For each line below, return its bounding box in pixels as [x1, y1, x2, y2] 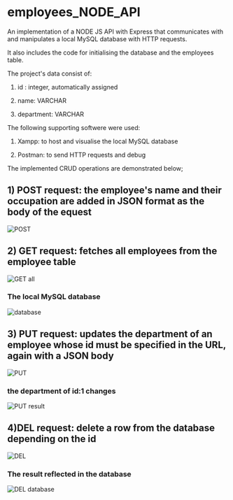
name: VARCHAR [17, 96, 66, 105]
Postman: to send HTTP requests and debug [17, 150, 146, 159]
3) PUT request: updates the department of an [7, 328, 213, 340]
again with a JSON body [7, 350, 114, 362]
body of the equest [7, 206, 92, 218]
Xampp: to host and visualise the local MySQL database [17, 137, 178, 145]
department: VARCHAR [17, 110, 85, 118]
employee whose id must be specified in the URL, [7, 339, 226, 351]
